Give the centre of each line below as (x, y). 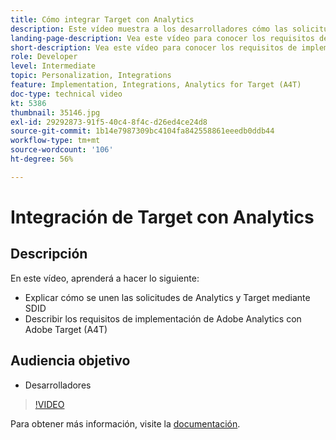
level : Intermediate (53, 66)
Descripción (49, 254)
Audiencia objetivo (70, 361)
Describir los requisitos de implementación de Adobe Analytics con (163, 318)
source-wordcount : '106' (62, 150)
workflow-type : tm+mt (55, 141)
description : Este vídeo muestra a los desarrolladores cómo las (149, 29)
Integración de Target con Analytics (162, 217)
